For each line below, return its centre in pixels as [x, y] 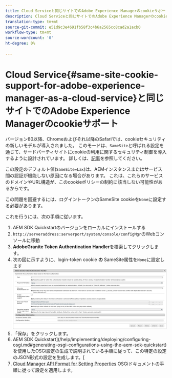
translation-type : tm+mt [32, 22]
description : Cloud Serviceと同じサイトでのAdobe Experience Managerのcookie [87, 16]
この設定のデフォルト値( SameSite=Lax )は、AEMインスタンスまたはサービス [84, 169]
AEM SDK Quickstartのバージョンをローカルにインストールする [79, 227]
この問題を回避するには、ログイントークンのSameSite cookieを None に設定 [84, 199]
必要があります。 [27, 206]
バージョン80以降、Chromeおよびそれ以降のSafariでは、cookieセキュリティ [86, 139]
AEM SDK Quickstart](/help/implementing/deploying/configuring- [82, 340]
